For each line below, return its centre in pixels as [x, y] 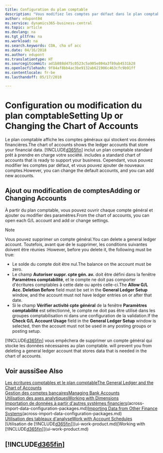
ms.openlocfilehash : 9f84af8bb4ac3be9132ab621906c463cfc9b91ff [70, 68]
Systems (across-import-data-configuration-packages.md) [64, 414]
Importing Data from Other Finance [122, 408]
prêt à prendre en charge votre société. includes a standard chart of [73, 155]
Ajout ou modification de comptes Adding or [73, 191]
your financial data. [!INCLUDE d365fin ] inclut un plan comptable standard [79, 150]
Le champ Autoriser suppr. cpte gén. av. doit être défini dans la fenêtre [84, 274]
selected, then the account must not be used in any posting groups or [82, 326]
